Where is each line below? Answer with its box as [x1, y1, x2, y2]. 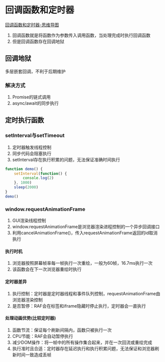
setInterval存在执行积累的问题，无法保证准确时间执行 [12, 157, 121, 162]
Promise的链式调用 [12, 94, 51, 100]
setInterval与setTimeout [5, 132, 65, 139]
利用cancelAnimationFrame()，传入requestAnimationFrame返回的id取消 [12, 230, 158, 236]
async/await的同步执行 [12, 100, 59, 106]
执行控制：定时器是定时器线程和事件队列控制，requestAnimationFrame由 [12, 290, 161, 296]
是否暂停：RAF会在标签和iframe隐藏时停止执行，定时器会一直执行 [12, 303, 146, 309]
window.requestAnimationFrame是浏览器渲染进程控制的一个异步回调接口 [12, 224, 160, 230]
